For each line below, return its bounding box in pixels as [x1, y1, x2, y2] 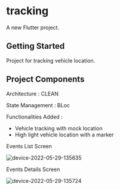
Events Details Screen [6, 166, 60, 173]
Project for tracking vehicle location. [6, 57, 96, 64]
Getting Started [6, 41, 65, 51]
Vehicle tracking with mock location [14, 124, 103, 132]
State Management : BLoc [6, 101, 70, 108]
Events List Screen [6, 142, 53, 149]
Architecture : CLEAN [6, 90, 59, 97]
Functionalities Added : [6, 113, 63, 120]
